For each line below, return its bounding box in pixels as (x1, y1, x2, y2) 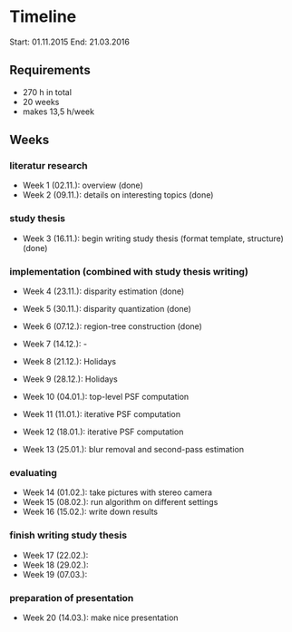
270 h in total (22, 86, 73, 97)
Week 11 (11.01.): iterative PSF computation (22, 409, 181, 420)
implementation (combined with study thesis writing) (9, 265, 249, 277)
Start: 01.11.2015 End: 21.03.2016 (9, 36, 130, 47)
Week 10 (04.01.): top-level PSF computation (22, 392, 190, 403)
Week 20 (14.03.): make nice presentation (22, 612, 179, 623)
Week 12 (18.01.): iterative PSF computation (22, 426, 184, 437)
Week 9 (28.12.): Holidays (22, 374, 118, 384)
